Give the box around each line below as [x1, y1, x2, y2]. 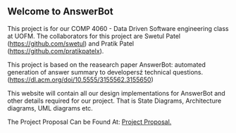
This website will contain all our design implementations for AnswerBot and [7, 89, 225, 97]
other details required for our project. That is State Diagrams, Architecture [7, 96, 222, 105]
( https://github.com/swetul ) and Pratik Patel [7, 39, 135, 48]
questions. [172, 68, 204, 76]
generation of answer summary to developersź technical [7, 68, 171, 76]
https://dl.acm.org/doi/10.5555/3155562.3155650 [9, 75, 151, 84]
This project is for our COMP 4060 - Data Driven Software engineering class [7, 24, 229, 32]
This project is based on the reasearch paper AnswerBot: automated [7, 60, 206, 69]
